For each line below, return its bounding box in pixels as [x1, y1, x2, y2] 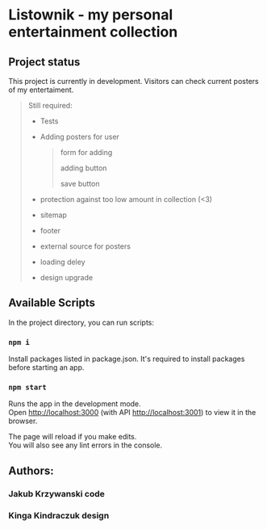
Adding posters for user [40, 132, 119, 141]
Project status [8, 55, 81, 69]
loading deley [40, 257, 86, 267]
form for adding [60, 148, 113, 157]
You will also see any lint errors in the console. [8, 440, 163, 450]
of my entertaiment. [8, 85, 74, 94]
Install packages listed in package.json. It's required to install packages [8, 354, 245, 364]
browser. [8, 416, 38, 426]
